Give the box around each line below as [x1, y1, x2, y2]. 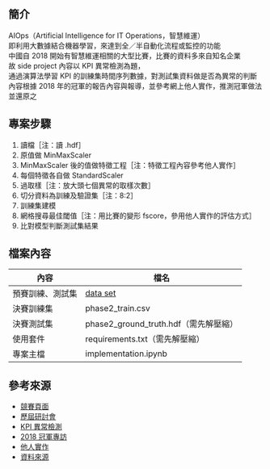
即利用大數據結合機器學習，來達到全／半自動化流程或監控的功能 [8, 40, 221, 50]
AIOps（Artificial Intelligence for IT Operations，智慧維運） [8, 31, 205, 40]
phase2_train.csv [85, 303, 151, 314]
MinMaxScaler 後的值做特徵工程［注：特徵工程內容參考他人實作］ [19, 160, 240, 170]
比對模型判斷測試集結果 [19, 220, 99, 230]
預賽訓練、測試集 [12, 288, 78, 299]
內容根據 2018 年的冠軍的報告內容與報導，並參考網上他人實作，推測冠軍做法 [8, 81, 263, 90]
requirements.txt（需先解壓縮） [85, 333, 205, 345]
